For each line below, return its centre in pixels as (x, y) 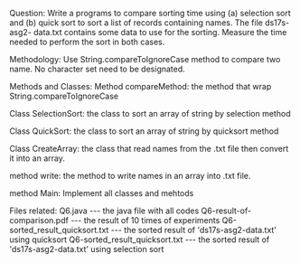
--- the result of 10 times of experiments (145, 220)
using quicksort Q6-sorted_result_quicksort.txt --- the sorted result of (140, 240)
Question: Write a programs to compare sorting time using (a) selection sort (150, 13)
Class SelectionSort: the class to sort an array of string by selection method (150, 113)
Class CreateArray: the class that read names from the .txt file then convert (149, 149)
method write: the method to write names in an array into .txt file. (130, 176)
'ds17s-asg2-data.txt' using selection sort (87, 249)
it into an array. (37, 158)
